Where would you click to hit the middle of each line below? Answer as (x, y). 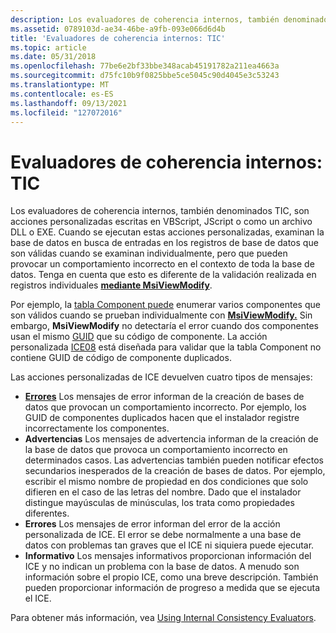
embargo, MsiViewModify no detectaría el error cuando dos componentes (164, 326)
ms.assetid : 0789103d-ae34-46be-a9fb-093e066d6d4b (118, 29)
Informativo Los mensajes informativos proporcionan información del (168, 556)
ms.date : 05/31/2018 (53, 57)
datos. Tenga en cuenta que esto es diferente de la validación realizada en (163, 275)
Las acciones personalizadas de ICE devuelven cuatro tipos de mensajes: (161, 377)
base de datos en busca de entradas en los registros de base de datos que (164, 243)
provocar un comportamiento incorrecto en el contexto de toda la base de (162, 264)
